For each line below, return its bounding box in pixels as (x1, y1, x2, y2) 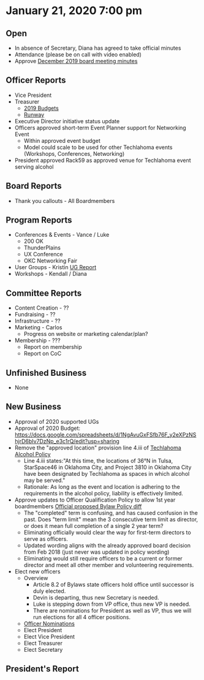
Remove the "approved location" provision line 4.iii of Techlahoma (14, 444, 181, 451)
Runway (23, 111, 45, 118)
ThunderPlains (23, 244, 61, 251)
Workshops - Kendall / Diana (14, 270, 87, 278)
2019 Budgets (23, 104, 59, 112)
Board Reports (6, 181, 62, 191)
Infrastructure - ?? (14, 317, 61, 325)
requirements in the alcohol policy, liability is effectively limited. (23, 489, 183, 497)
